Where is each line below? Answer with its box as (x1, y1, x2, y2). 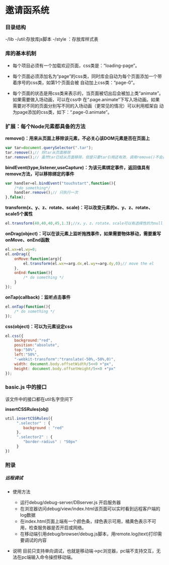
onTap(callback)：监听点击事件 (5, 294, 71, 300)
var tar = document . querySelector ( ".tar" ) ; (5, 146, 94, 151)
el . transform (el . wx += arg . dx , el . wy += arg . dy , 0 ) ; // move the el (23, 261, 154, 266)
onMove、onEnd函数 (5, 237, 50, 243)
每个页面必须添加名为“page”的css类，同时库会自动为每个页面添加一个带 (12, 73, 162, 79)
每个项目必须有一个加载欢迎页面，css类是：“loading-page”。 (12, 62, 140, 68)
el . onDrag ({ (5, 251, 30, 257)
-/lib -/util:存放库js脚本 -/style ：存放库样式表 (5, 36, 99, 42)
